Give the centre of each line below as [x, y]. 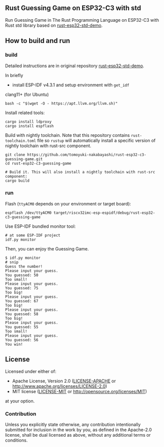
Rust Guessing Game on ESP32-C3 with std [73, 8]
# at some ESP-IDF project [33, 235]
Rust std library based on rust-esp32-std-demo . [54, 25]
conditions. [16, 440]
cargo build [17, 181]
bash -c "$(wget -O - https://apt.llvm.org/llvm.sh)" [62, 103]
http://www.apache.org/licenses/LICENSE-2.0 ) [60, 386]
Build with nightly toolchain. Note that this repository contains [67, 135]
